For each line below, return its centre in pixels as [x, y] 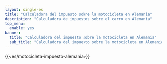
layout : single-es [24, 10]
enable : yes [22, 28]
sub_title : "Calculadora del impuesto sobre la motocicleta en [76, 42]
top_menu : [15, 24]
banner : [13, 33]
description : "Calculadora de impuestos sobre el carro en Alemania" [79, 19]
